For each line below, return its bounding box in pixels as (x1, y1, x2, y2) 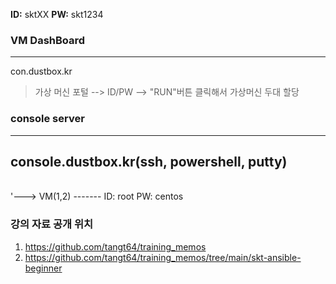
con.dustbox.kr (10, 65, 73, 78)
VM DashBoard (10, 33, 86, 47)
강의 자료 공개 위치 (10, 217, 94, 231)
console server (10, 112, 85, 126)
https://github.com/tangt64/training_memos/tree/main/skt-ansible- (24, 251, 302, 263)
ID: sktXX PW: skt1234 (10, 9, 104, 20)
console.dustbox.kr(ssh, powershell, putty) (10, 153, 288, 170)
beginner (24, 262, 63, 274)
